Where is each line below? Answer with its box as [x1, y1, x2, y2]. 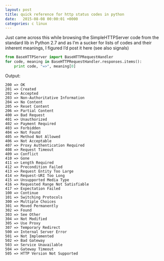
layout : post [5, 7, 32, 12]
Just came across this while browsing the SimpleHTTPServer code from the [5, 35, 159, 41]
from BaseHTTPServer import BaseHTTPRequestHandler [5, 55, 113, 60]
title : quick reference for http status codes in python [5, 12, 125, 17]
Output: [5, 73, 21, 79]
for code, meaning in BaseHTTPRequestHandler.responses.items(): [5, 59, 142, 64]
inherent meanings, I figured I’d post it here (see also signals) [5, 45, 129, 51]
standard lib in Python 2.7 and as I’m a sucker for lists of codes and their [5, 40, 152, 46]
